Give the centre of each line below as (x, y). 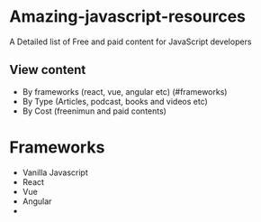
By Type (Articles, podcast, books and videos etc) (115, 101)
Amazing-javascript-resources (127, 17)
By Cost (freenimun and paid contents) (94, 111)
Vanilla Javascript (55, 172)
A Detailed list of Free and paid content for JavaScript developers (130, 42)
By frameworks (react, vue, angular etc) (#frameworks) (125, 91)
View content (48, 70)
